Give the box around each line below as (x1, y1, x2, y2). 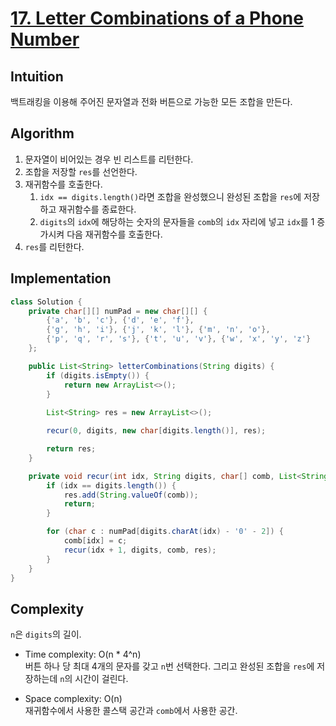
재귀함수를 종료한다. (58, 203, 137, 215)
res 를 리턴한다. (24, 240, 85, 252)
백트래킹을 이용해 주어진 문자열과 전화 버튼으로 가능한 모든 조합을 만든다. (10, 96, 293, 107)
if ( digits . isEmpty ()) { (46, 370, 150, 381)
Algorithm (10, 125, 75, 142)
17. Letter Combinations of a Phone (10, 7, 304, 30)
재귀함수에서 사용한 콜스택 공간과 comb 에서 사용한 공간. (24, 705, 238, 717)
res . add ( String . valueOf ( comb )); (63, 490, 199, 500)
